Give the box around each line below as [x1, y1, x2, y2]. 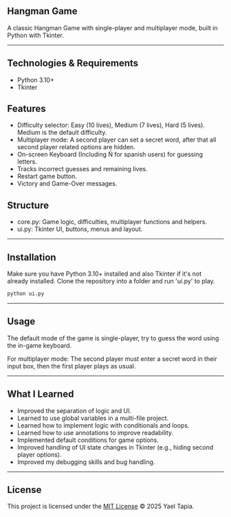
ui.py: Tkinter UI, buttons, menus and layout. [16, 225, 143, 233]
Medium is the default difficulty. [16, 129, 107, 137]
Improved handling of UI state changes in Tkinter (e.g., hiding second [16, 443, 214, 451]
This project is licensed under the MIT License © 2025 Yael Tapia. [7, 502, 195, 511]
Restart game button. [16, 172, 78, 181]
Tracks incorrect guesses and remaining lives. [16, 165, 148, 173]
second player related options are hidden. [16, 143, 135, 151]
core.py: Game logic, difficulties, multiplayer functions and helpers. [16, 218, 208, 226]
